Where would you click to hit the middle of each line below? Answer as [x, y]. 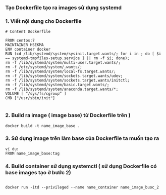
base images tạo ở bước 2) [38, 172]
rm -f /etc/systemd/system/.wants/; [44, 67]
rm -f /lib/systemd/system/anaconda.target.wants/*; [62, 89]
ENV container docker [28, 50]
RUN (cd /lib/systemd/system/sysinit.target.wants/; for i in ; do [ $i [83, 54]
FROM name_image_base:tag [32, 153]
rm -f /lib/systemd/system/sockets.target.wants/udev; [64, 76]
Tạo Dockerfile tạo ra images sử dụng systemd [64, 8]
